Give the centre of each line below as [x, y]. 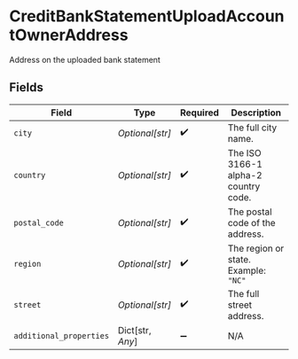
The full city [252, 128]
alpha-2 [245, 175]
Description [256, 113]
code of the [252, 222]
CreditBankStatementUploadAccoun [147, 16]
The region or [256, 248]
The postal [250, 212]
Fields [27, 87]
